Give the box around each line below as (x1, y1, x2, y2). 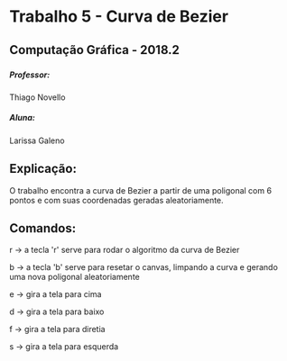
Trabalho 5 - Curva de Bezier (9, 6, 228, 27)
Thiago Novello (9, 92, 66, 103)
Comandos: (9, 221, 77, 236)
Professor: (9, 69, 51, 80)
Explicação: (9, 161, 77, 176)
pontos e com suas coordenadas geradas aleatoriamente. (9, 194, 224, 205)
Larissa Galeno (9, 135, 65, 146)
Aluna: (9, 113, 36, 123)
